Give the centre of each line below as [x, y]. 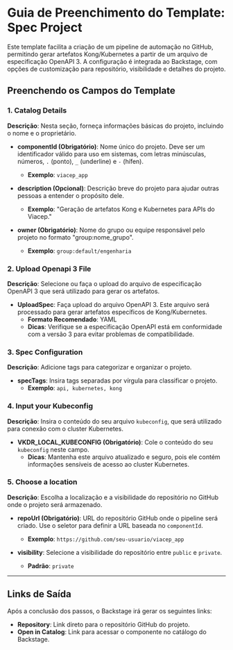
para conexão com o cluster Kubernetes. [65, 428]
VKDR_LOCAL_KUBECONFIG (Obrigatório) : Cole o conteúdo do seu [115, 442]
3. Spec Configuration [45, 352]
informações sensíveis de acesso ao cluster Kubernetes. [108, 464]
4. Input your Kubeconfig [50, 406]
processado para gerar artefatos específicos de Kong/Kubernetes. [112, 312]
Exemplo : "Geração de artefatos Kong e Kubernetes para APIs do [121, 209]
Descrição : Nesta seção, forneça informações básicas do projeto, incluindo [115, 126]
